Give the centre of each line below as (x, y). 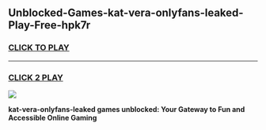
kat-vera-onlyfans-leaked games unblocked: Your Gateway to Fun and (127, 109)
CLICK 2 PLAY (36, 77)
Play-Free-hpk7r (49, 26)
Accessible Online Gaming (53, 117)
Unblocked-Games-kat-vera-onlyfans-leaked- (126, 13)
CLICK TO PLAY (39, 48)
